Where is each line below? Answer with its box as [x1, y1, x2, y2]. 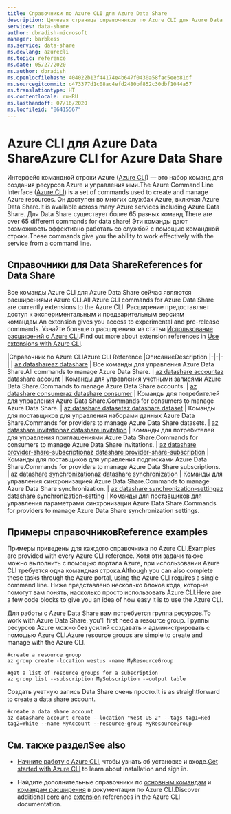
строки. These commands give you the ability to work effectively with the [7, 231, 214, 240]
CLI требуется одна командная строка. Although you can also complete [7, 566, 213, 575]
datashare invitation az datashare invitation [7, 426, 127, 434]
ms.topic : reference [7, 55, 67, 62]
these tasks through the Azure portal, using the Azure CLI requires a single [7, 574, 219, 582]
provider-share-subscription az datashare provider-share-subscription [7, 448, 206, 456]
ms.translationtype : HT [7, 87, 76, 94]
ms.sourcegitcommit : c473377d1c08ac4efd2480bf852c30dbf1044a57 [7, 81, 192, 87]
